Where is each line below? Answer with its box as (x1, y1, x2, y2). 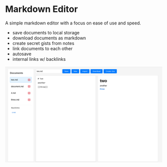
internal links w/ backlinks (12, 56, 66, 62)
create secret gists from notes (12, 40, 75, 46)
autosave (12, 51, 31, 57)
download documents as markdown (12, 35, 86, 41)
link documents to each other (12, 45, 73, 51)
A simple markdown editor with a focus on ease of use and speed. (5, 20, 141, 26)
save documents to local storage (12, 29, 80, 35)
